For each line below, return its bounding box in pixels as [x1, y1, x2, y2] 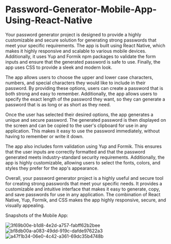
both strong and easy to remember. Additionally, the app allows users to [5, 90, 158, 97]
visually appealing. [5, 202, 45, 209]
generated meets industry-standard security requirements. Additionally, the [5, 154, 165, 160]
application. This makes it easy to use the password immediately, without [5, 127, 160, 134]
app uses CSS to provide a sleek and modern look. [5, 64, 112, 70]
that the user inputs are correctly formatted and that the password [5, 148, 145, 155]
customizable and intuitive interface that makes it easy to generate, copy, [5, 186, 160, 192]
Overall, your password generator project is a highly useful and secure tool [5, 175, 163, 181]
